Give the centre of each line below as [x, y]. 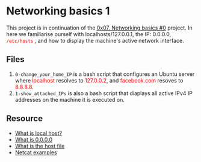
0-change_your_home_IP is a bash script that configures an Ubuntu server [105, 74]
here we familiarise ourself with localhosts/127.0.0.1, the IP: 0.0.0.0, [89, 34]
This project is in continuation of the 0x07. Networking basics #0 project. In [99, 28]
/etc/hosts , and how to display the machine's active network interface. [95, 40]
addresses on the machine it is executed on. [70, 99]
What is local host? [38, 133]
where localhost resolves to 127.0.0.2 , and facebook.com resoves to [99, 80]
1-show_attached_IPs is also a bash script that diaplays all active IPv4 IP [104, 93]
